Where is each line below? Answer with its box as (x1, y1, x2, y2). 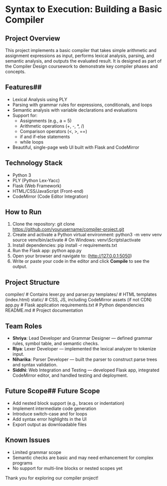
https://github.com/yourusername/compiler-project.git (12, 226, 125, 232)
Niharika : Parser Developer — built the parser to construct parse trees (12, 356, 158, 362)
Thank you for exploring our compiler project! (5, 474, 99, 481)
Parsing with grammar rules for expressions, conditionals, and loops (12, 102, 153, 108)
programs (12, 459, 33, 466)
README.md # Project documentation (5, 307, 83, 313)
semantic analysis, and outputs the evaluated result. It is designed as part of (5, 58, 162, 64)
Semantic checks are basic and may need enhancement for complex (12, 454, 154, 460)
